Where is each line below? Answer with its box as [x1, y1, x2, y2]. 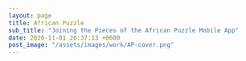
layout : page [8, 11, 52, 20]
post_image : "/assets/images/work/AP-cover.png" [8, 41, 174, 49]
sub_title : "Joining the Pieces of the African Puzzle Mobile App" [8, 26, 240, 34]
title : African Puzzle [8, 19, 84, 27]
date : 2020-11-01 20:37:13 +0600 [8, 33, 121, 42]
